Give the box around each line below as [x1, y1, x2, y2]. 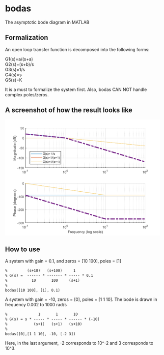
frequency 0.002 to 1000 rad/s [5, 302, 67, 308]
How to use [5, 245, 40, 253]
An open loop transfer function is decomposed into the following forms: [5, 46, 150, 52]
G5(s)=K [5, 77, 23, 83]
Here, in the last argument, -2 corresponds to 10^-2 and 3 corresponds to [5, 340, 154, 346]
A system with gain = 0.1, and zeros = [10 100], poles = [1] [5, 258, 122, 264]
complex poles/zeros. [5, 91, 49, 97]
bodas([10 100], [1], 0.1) [5, 288, 60, 293]
